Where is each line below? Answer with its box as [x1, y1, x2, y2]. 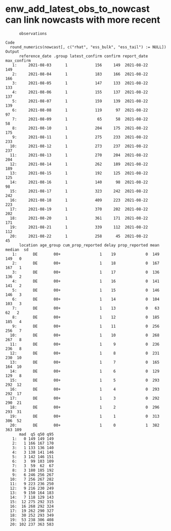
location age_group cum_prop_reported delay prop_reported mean [18, 242, 160, 247]
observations [18, 31, 47, 36]
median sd [5, 247, 29, 252]
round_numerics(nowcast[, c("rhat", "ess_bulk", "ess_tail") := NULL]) [10, 44, 167, 49]
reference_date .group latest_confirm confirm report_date [18, 54, 148, 59]
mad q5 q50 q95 [18, 432, 54, 437]
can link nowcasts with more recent [5, 14, 161, 26]
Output [5, 49, 20, 54]
